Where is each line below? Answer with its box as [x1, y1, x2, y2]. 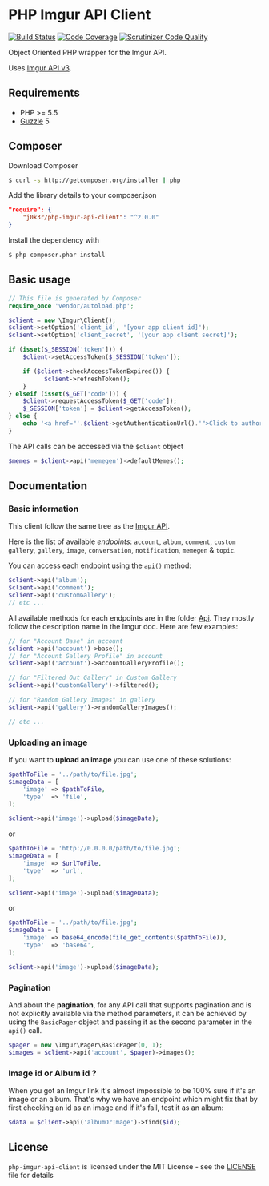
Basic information [8, 503, 79, 514]
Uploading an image [8, 737, 88, 748]
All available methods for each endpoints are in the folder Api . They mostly [8, 613, 255, 622]
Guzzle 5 [19, 116, 50, 126]
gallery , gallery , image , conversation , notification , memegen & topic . [8, 545, 236, 555]
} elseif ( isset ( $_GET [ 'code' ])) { [8, 390, 127, 398]
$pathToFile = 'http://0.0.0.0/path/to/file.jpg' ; [8, 845, 181, 853]
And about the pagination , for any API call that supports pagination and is [8, 1000, 252, 1010]
